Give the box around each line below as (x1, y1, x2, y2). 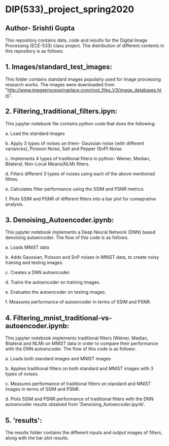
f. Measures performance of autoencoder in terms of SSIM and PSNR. (5, 299, 151, 305)
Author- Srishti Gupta (5, 24, 75, 32)
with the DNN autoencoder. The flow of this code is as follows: (5, 346, 136, 352)
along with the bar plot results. (5, 435, 70, 441)
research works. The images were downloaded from (5, 81, 115, 87)
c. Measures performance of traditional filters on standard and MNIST (5, 381, 151, 387)
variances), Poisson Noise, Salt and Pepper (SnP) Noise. (5, 146, 123, 152)
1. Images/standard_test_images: (5, 62, 113, 72)
